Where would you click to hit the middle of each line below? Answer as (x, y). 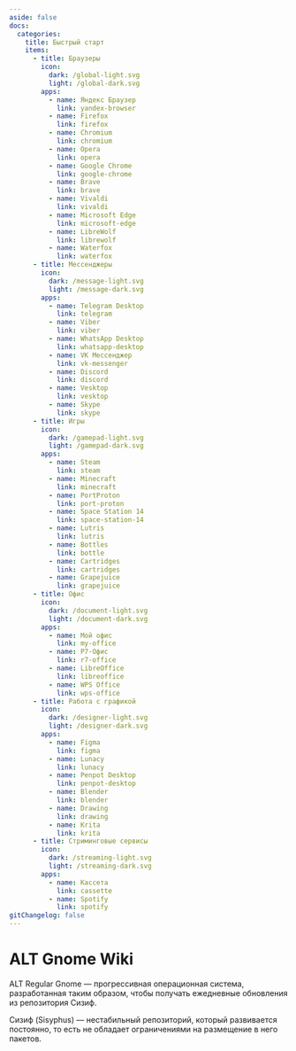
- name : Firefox (78, 116)
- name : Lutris (76, 528)
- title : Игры (59, 421)
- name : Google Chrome (90, 166)
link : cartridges (88, 569)
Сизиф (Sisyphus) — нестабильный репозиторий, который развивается (143, 1019)
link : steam (78, 471)
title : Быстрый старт (65, 42)
